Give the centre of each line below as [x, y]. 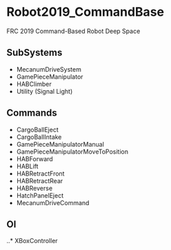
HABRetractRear [40, 180]
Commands [32, 113]
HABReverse [34, 188]
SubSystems [34, 53]
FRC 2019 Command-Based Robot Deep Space [73, 31]
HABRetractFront [40, 174]
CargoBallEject [38, 129]
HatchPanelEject [40, 195]
